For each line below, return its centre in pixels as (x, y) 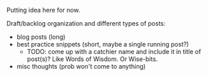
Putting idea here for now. (43, 10)
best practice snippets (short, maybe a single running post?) (103, 44)
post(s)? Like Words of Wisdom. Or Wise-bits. (92, 59)
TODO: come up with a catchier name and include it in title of (114, 52)
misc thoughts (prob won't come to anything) (81, 66)
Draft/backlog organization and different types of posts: (86, 23)
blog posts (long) (41, 37)
